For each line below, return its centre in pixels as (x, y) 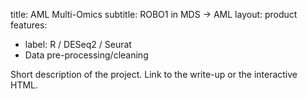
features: (29, 25)
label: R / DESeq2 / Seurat (78, 44)
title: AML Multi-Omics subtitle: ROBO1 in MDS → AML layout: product (154, 14)
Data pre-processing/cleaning (86, 55)
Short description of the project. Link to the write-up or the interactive (154, 74)
